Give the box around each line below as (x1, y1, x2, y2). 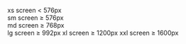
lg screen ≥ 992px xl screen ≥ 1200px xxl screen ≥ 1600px (7, 28, 179, 37)
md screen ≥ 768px (7, 21, 65, 29)
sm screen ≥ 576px (7, 13, 64, 22)
